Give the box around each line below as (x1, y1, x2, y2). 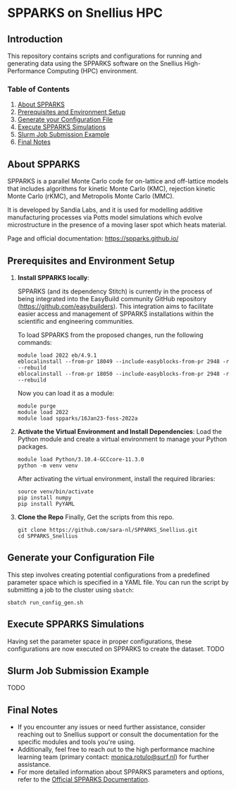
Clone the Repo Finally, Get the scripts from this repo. (17, 513, 175, 521)
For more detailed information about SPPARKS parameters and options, (17, 767, 224, 777)
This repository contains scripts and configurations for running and (7, 51, 202, 60)
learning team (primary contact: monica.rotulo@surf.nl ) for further (17, 753, 209, 761)
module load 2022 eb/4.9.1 (17, 351, 97, 359)
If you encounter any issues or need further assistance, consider (17, 723, 206, 731)
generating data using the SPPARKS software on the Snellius (7, 59, 183, 68)
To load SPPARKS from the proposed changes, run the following (17, 330, 204, 339)
